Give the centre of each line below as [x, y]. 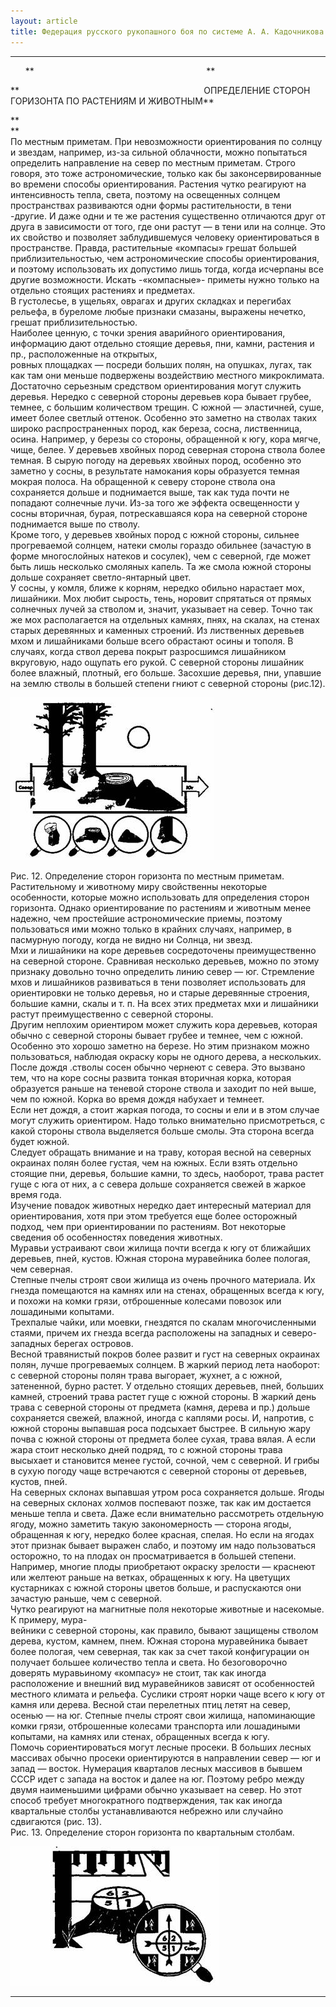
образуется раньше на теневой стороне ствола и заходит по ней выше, [163, 1088]
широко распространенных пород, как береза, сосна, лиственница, [156, 428]
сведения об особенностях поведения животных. [116, 1237]
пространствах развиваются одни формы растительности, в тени [151, 205]
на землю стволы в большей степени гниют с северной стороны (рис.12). [168, 683]
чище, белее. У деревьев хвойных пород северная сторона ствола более [168, 449]
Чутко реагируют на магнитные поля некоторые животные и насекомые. [167, 1609]
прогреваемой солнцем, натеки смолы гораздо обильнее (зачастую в [161, 545]
